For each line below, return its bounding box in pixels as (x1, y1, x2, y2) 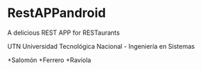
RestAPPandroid (7, 5, 106, 21)
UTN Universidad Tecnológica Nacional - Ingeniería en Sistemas (7, 42, 195, 50)
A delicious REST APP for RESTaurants (7, 28, 120, 37)
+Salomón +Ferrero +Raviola (7, 55, 91, 64)
